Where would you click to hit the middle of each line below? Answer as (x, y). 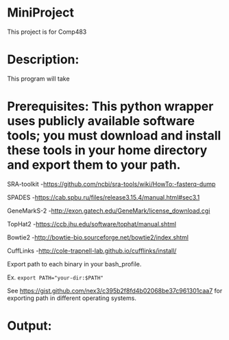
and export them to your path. (94, 165)
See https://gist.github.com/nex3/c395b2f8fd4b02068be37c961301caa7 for (115, 290)
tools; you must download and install (114, 136)
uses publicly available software (101, 121)
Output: (29, 326)
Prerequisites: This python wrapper (110, 106)
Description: (43, 60)
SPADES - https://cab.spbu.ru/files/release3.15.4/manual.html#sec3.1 (104, 197)
